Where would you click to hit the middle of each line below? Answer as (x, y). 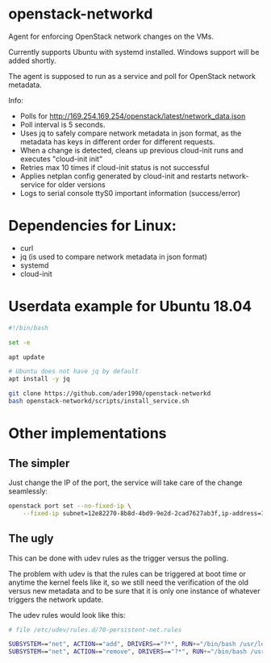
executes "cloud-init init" (61, 159)
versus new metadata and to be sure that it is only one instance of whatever (134, 590)
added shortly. (32, 60)
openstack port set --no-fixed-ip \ (70, 506)
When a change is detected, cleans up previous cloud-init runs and (131, 150)
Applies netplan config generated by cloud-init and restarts (118, 176)
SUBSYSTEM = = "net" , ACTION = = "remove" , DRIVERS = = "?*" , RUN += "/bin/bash (128, 652)
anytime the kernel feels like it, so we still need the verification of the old (128, 582)
